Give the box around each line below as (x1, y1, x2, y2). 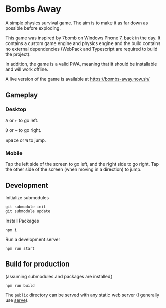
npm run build (5, 283, 35, 288)
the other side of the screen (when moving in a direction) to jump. (5, 166, 142, 172)
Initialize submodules (5, 194, 49, 200)
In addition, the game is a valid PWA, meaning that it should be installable (5, 61, 157, 67)
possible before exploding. (5, 25, 61, 31)
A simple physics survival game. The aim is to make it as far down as (5, 20, 148, 26)
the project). (5, 51, 31, 57)
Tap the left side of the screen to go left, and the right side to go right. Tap (5, 161, 159, 167)
